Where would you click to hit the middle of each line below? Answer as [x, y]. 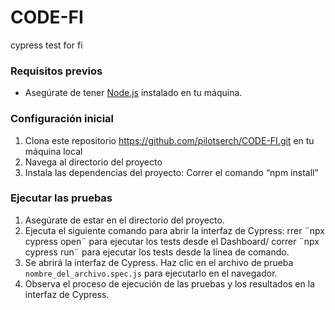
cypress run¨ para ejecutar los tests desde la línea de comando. [157, 252]
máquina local [53, 151]
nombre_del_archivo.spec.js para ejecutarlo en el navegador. [151, 273]
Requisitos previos [56, 71]
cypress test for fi [46, 45]
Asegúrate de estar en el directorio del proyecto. [124, 220]
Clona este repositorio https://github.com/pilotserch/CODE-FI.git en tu [169, 140]
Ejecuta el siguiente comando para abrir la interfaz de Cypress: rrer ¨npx [174, 230]
